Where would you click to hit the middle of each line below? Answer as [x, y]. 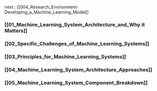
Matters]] [16, 30]
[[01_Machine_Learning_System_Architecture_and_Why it [75, 25]
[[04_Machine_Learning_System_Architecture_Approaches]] [78, 70]
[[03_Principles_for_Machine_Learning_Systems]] [65, 57]
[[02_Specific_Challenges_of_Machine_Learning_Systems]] [77, 44]
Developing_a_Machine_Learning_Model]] [47, 12]
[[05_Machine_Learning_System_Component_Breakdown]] [76, 83]
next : [10, 7]
